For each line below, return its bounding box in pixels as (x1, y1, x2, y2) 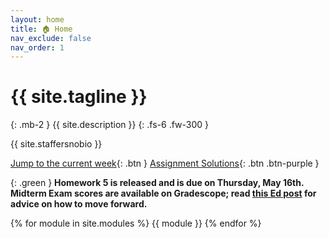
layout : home (10, 14, 65, 25)
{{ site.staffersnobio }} (10, 138, 103, 150)
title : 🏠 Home (10, 24, 73, 34)
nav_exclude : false (10, 33, 92, 43)
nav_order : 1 (10, 42, 65, 53)
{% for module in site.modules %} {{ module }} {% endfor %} (10, 217, 262, 230)
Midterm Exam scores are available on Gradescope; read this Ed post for (10, 187, 317, 200)
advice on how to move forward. (10, 198, 148, 210)
